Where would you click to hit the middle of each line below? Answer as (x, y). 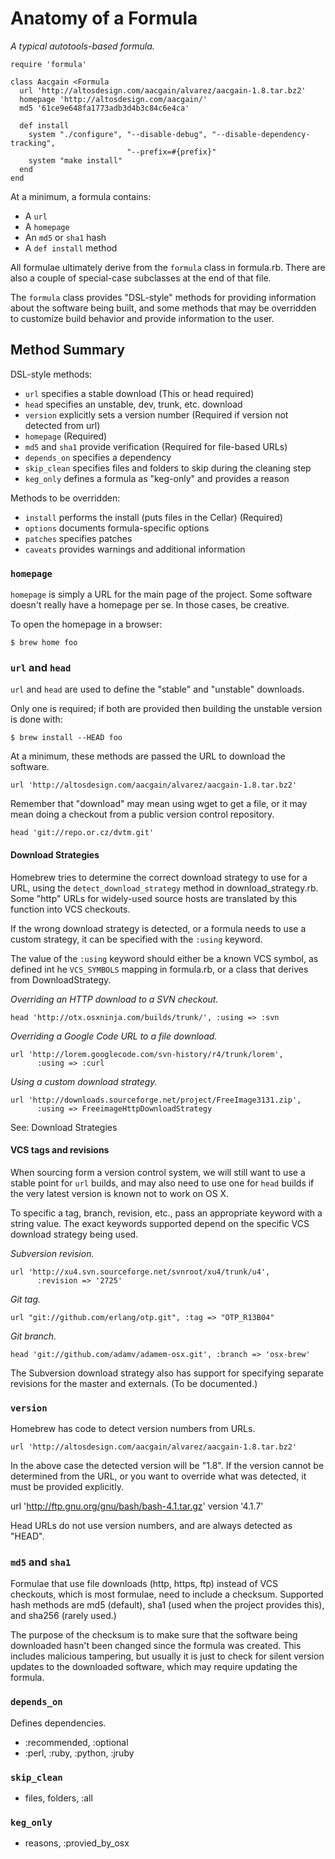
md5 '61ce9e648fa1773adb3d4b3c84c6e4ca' (104, 108)
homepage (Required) (66, 436)
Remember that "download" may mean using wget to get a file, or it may (159, 804)
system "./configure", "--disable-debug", (118, 134)
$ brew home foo (44, 643)
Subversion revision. (52, 1253)
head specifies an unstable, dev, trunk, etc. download (133, 404)
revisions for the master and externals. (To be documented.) (134, 1383)
